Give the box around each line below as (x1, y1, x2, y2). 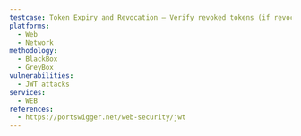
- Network (17, 38, 54, 47)
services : (9, 88, 47, 97)
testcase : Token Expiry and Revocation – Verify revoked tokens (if (9, 13, 271, 22)
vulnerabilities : (9, 72, 74, 81)
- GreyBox (17, 64, 54, 72)
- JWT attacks (17, 80, 70, 89)
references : (9, 105, 54, 114)
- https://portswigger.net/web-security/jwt (17, 113, 186, 122)
